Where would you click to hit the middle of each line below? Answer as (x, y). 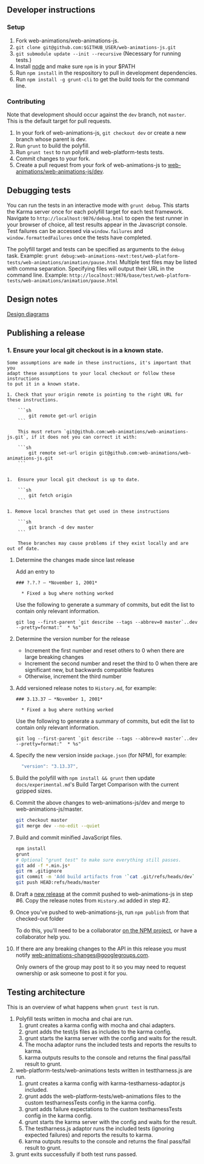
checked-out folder (40, 919)
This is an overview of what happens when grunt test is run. (83, 1007)
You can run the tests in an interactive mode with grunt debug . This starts (98, 205)
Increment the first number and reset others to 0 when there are (104, 651)
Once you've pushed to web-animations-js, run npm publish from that (102, 912)
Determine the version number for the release (72, 639)
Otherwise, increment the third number (73, 677)
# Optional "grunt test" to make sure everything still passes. (98, 860)
